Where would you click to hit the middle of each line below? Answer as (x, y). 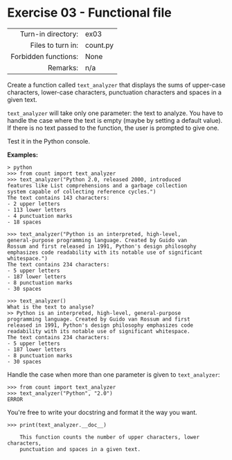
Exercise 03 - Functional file (89, 13)
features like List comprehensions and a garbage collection (97, 185)
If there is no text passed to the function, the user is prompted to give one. (113, 128)
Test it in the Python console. (48, 141)
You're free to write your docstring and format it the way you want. (102, 412)
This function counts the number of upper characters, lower (109, 437)
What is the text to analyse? (51, 307)
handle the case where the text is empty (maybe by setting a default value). (115, 120)
